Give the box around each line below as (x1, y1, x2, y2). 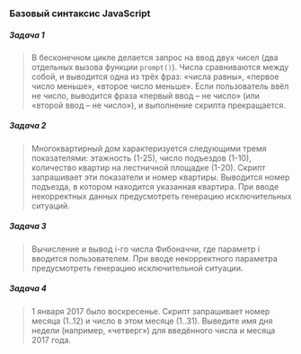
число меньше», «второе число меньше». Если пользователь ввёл (31, 80, 289, 92)
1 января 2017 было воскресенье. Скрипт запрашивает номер (31, 305, 270, 316)
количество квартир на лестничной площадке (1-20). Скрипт (31, 162, 266, 173)
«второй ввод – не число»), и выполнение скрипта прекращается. (31, 100, 286, 111)
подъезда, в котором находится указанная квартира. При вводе (31, 181, 279, 191)
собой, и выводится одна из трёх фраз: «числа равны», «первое (31, 71, 279, 82)
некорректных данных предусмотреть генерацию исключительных (31, 190, 292, 201)
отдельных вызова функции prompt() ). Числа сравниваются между (31, 61, 289, 72)
